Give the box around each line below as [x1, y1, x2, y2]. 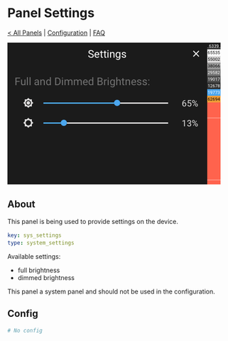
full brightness [17, 266, 60, 274]
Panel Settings [7, 5, 94, 21]
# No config [7, 328, 43, 335]
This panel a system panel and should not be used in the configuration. [7, 287, 215, 296]
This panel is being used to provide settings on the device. [7, 217, 179, 225]
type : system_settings [7, 239, 75, 246]
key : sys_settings [7, 232, 62, 239]
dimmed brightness [17, 273, 75, 281]
